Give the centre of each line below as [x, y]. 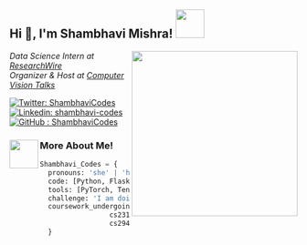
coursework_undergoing [91, 207]
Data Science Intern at [52, 56]
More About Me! [77, 145]
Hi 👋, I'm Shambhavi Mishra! [91, 34]
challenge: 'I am [81, 198]
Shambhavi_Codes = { [79, 165]
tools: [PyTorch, [81, 189]
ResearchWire [36, 66]
